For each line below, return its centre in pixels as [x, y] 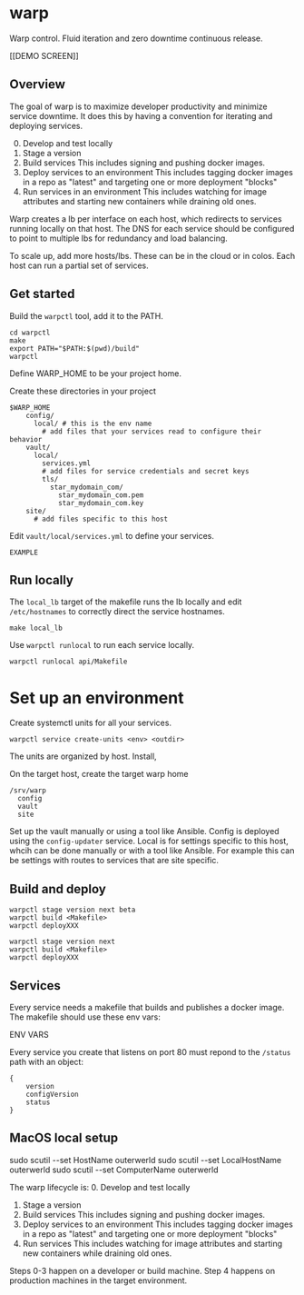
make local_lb [36, 628]
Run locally [42, 580]
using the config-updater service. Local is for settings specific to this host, [149, 841]
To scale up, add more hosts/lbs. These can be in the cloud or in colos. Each [152, 255]
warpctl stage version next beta [73, 910]
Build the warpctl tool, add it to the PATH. [86, 315]
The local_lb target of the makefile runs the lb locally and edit [126, 602]
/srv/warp [28, 791]
